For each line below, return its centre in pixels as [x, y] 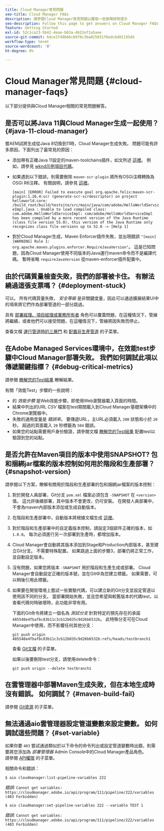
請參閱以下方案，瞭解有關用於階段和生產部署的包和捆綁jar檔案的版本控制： [81, 484]
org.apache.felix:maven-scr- [125, 192]
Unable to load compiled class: [74, 210]
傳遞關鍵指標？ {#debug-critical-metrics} [69, 367]
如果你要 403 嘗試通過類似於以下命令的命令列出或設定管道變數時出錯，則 [78, 746]
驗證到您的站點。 [29, 437]
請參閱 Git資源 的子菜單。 [31, 706]
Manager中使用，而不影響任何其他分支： [53, 625]
